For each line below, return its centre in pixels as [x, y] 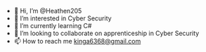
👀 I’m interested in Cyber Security [63, 18]
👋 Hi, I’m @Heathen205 [48, 11]
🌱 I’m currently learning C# [53, 26]
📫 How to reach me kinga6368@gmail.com [77, 41]
